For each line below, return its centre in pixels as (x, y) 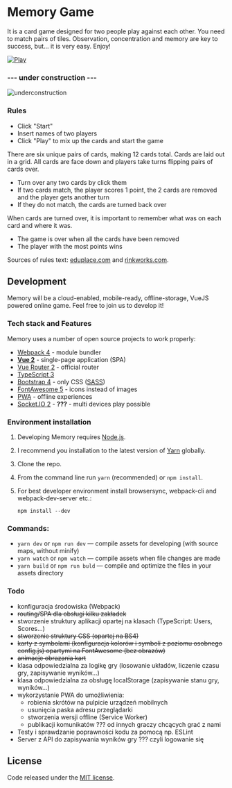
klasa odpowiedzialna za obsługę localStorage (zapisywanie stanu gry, (118, 680)
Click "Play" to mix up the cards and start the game (90, 140)
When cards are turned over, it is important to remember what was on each (114, 218)
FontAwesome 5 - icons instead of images (77, 389)
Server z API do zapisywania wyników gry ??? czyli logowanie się (110, 739)
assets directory (40, 573)
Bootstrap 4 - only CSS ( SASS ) (61, 381)
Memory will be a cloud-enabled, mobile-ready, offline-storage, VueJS (108, 298)
